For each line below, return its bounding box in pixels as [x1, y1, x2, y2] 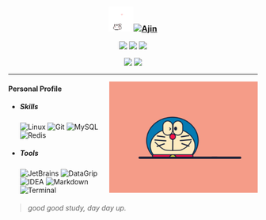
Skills [19, 102, 39, 112]
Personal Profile [8, 84, 63, 93]
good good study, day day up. [27, 203, 127, 213]
